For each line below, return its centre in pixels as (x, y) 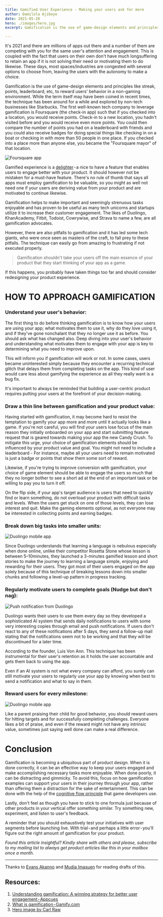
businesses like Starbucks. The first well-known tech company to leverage (80, 107)
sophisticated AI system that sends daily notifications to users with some (78, 621)
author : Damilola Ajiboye (31, 14)
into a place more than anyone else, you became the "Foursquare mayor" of (81, 143)
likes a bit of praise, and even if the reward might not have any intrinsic (76, 724)
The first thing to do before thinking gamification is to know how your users (80, 323)
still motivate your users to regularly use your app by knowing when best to (80, 676)
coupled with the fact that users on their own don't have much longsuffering (81, 56)
